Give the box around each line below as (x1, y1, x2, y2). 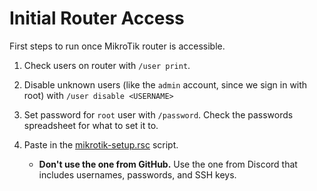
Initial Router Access (9, 7, 185, 30)
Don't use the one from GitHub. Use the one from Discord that (38, 158, 298, 170)
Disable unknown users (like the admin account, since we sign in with (23, 78, 308, 91)
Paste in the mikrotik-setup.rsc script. (23, 138, 179, 151)
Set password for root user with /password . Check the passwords (23, 108, 294, 121)
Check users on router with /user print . (23, 59, 191, 71)
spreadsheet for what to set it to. (23, 119, 159, 131)
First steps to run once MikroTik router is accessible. (9, 40, 226, 52)
